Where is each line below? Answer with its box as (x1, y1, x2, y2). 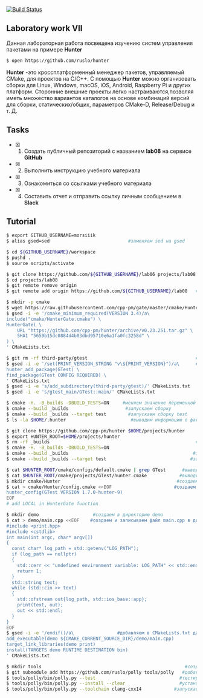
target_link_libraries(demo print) (6, 642, 96, 648)
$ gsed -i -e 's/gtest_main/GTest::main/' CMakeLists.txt (6, 389, 155, 395)
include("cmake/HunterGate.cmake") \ (6, 316, 101, 322)
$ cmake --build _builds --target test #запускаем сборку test (6, 411, 188, 417)
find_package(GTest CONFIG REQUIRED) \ (6, 372, 107, 378)
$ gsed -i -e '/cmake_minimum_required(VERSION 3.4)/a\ (6, 310, 150, 317)
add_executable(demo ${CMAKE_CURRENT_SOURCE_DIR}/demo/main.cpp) (6, 636, 174, 642)
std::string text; (11, 579, 59, 585)
